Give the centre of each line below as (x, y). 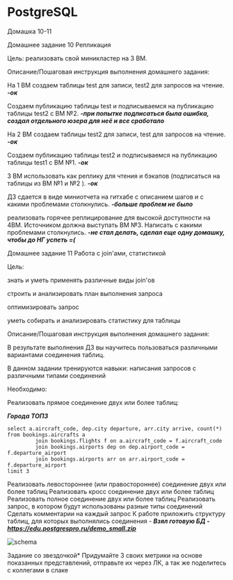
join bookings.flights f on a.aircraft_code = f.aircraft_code (129, 441)
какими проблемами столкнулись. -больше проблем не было (100, 204)
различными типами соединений (57, 375)
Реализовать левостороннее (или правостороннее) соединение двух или (116, 484)
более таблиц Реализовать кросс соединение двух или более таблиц (111, 491)
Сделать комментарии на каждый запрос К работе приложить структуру (116, 513)
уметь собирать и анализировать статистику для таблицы (94, 320)
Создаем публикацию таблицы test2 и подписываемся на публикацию (112, 155)
